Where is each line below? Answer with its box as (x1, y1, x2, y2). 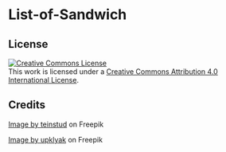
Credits (8, 98, 46, 112)
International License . (8, 76, 80, 84)
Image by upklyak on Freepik (8, 134, 103, 144)
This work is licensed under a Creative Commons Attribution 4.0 (8, 67, 219, 76)
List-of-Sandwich (8, 6, 127, 24)
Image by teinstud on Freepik (8, 119, 104, 129)
